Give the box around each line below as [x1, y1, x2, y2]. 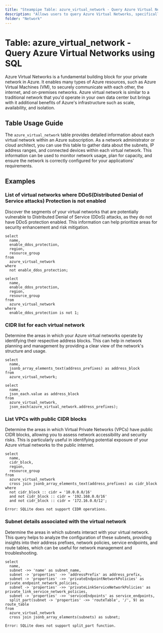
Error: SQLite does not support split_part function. [5, 623, 116, 628]
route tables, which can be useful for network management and [5, 544, 132, 550]
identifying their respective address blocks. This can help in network [5, 338, 142, 344]
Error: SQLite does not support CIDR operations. [5, 507, 108, 512]
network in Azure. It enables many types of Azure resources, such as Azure [5, 79, 156, 85]
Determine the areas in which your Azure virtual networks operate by [5, 333, 143, 339]
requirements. [5, 163, 33, 169]
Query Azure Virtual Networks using [5, 47, 155, 58]
